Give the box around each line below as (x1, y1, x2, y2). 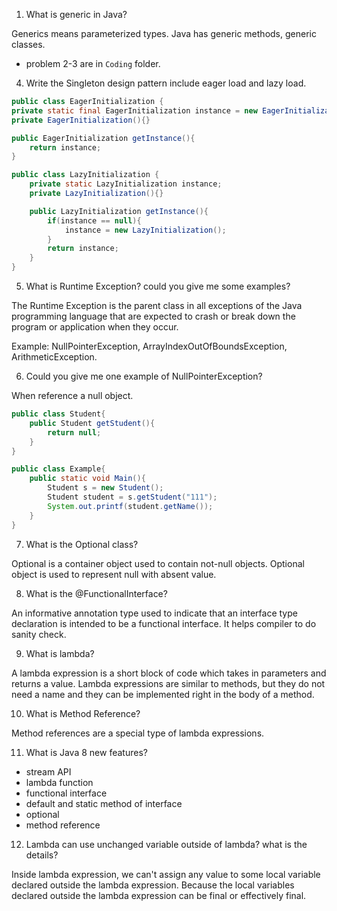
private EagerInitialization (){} (11, 115, 151, 125)
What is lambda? (25, 647, 95, 659)
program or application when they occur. (11, 321, 179, 333)
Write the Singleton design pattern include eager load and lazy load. (25, 77, 307, 89)
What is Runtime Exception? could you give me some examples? (25, 280, 291, 292)
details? (25, 849, 59, 861)
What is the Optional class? (25, 538, 139, 550)
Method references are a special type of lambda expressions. (11, 727, 265, 739)
